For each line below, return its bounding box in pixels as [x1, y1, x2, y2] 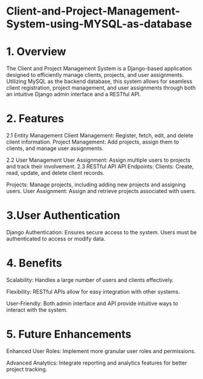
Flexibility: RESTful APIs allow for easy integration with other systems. [6, 288, 180, 295]
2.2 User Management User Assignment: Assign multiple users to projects [6, 156, 191, 164]
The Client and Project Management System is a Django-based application [6, 65, 192, 72]
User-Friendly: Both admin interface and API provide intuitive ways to [6, 300, 178, 307]
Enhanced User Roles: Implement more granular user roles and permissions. [6, 347, 196, 355]
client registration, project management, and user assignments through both [6, 84, 196, 91]
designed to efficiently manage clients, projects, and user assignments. [6, 71, 184, 79]
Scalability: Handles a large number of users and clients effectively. [6, 276, 174, 283]
